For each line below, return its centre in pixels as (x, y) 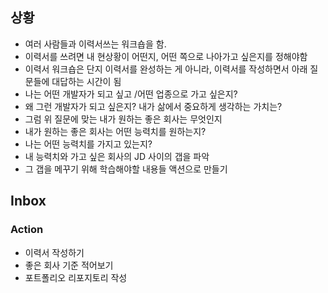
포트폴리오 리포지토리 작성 (76, 277)
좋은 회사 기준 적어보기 (69, 265)
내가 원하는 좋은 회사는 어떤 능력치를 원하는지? (115, 131)
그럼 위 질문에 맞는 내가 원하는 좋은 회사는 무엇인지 (123, 119)
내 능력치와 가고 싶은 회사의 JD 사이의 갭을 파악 (117, 156)
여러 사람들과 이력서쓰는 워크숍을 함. (95, 44)
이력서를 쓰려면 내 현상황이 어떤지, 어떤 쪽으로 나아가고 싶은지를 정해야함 (166, 56)
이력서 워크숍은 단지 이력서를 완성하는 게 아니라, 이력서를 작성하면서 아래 (166, 69)
